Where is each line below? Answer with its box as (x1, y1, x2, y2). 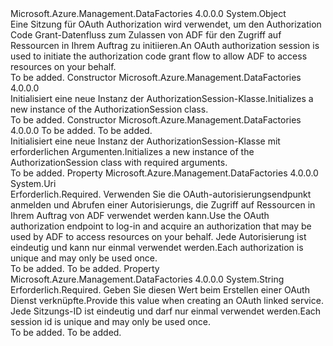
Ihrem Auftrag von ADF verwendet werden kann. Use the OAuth (10, 210, 270, 221)
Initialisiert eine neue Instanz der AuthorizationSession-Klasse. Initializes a (10, 93, 314, 104)
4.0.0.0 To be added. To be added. (10, 125, 153, 136)
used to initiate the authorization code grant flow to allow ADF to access (10, 50, 308, 62)
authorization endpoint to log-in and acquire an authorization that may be (10, 220, 312, 232)
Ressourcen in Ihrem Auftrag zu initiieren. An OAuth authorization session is (10, 40, 320, 51)
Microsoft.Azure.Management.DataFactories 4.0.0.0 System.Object (10, 8, 287, 19)
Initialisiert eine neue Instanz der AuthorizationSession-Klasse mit (10, 135, 281, 147)
